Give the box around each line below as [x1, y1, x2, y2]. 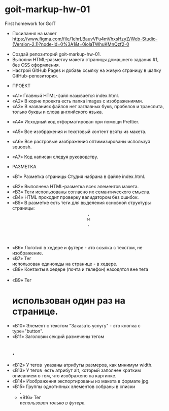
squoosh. [12, 144, 32, 150]
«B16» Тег [19, 394, 41, 400]
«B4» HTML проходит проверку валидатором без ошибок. [12, 194, 139, 200]
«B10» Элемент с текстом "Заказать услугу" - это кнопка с [12, 322, 141, 328]
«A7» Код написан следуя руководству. [12, 153, 98, 160]
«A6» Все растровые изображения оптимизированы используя [12, 138, 150, 144]
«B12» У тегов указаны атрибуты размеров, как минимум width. [12, 362, 153, 368]
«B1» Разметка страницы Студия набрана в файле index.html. [12, 173, 146, 179]
